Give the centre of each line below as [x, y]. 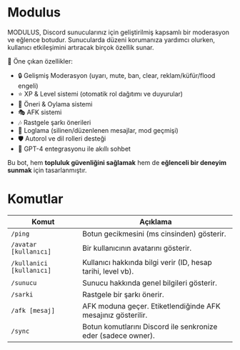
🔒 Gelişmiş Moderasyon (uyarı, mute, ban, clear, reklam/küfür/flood [116, 75]
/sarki [22, 294]
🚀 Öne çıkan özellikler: [40, 61]
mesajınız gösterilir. [115, 315]
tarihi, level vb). [108, 271]
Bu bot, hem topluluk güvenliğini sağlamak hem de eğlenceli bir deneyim [117, 162]
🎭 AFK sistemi [40, 112]
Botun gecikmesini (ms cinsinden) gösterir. [154, 234]
